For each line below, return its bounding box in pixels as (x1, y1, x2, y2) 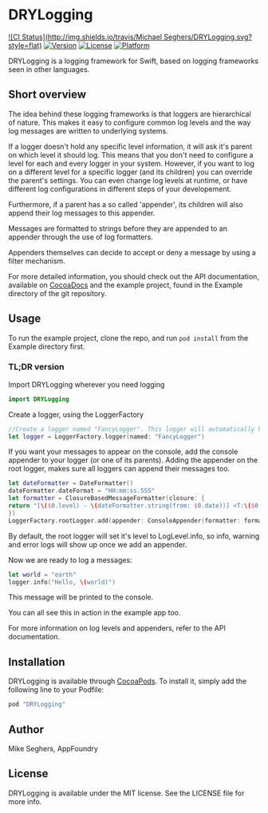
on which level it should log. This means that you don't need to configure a (8, 150, 254, 159)
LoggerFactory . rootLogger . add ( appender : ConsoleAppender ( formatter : (8, 516, 241, 525)
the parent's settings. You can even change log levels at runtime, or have (8, 175, 248, 185)
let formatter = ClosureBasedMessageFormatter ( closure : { (8, 495, 205, 503)
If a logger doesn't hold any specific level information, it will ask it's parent (8, 142, 253, 151)
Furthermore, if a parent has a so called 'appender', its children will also (8, 199, 243, 209)
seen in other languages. (8, 64, 90, 74)
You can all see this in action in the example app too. (8, 608, 181, 618)
